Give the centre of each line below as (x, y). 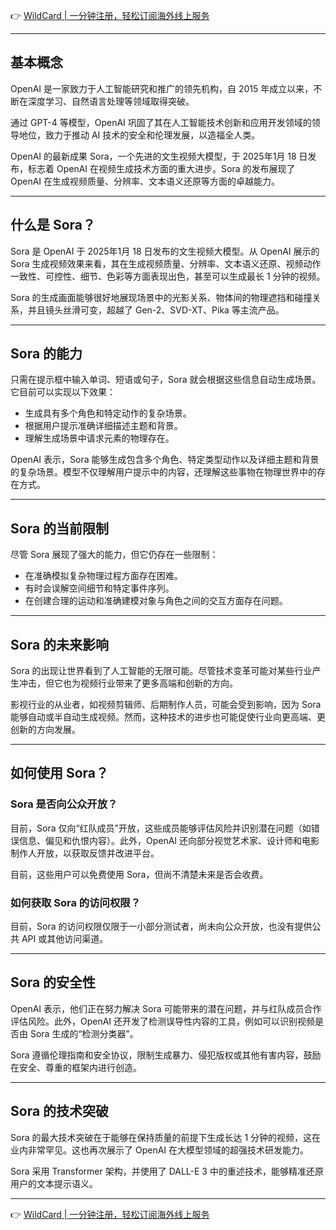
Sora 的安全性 (53, 982)
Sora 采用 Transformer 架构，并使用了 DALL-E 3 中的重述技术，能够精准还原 (167, 1171)
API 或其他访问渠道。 (65, 939)
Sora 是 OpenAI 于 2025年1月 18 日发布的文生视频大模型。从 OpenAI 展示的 (165, 251)
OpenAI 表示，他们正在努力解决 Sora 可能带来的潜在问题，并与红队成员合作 (166, 1008)
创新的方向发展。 (45, 730)
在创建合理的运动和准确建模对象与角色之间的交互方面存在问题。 (156, 601)
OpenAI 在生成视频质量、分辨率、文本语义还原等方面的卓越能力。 (145, 181)
